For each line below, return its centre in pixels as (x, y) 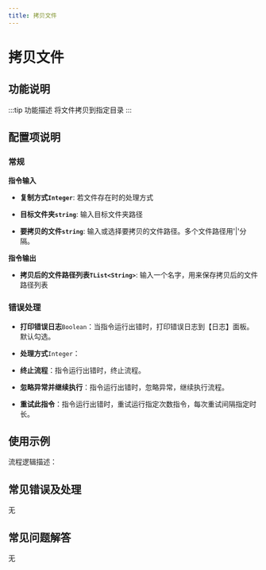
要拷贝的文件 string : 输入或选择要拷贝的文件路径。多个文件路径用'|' (129, 231)
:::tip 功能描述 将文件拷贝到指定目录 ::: (70, 110)
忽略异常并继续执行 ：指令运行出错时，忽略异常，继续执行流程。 (124, 387)
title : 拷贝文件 (33, 16)
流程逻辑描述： (33, 462)
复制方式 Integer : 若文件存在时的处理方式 (86, 198)
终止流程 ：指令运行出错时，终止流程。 (82, 370)
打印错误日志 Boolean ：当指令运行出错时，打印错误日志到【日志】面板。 (137, 326)
